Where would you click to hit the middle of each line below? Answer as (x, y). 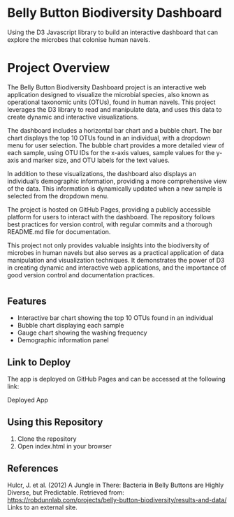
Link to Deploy (39, 362)
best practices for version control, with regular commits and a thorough (110, 224)
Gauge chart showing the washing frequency (82, 333)
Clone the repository (47, 439)
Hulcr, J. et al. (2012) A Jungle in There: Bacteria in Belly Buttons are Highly (116, 485)
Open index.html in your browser (64, 446)
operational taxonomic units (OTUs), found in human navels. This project (111, 102)
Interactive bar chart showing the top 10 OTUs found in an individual (115, 318)
